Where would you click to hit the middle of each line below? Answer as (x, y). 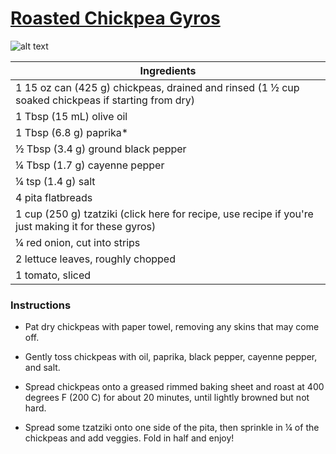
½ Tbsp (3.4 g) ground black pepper (101, 149)
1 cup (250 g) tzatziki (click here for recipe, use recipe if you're (164, 214)
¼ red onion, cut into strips (78, 242)
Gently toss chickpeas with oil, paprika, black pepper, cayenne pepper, (171, 357)
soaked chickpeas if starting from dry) (105, 100)
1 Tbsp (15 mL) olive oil (71, 116)
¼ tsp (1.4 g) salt (55, 181)
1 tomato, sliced (53, 275)
